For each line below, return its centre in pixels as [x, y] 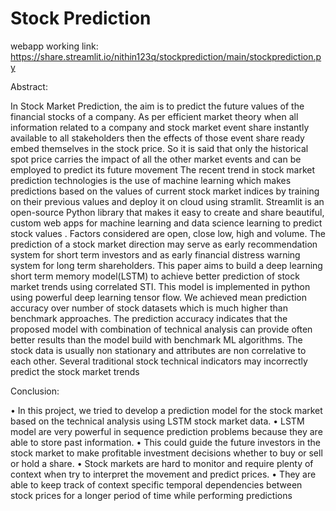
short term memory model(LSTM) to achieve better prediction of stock [155, 276]
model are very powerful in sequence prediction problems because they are [166, 431]
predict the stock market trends [75, 371]
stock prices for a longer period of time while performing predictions [151, 495]
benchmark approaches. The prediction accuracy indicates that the [149, 318]
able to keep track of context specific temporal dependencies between [156, 484]
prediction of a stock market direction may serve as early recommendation [164, 244]
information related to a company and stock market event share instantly [160, 127]
